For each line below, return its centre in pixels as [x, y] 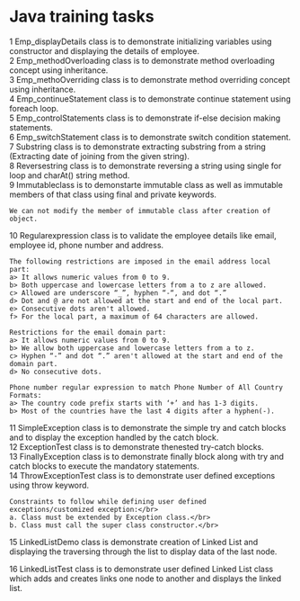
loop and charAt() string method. [70, 175]
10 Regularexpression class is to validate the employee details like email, [143, 235]
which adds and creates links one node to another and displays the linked [146, 579]
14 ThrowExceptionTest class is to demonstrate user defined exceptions [142, 475]
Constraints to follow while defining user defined [108, 501]
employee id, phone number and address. [87, 245]
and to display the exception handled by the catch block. [114, 437]
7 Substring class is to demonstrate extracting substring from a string [138, 147]
